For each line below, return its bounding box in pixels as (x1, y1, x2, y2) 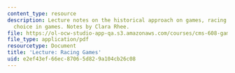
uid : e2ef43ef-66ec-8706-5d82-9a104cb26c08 (7, 56, 136, 63)
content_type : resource (7, 10, 77, 17)
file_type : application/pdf (7, 36, 90, 43)
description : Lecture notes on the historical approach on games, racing (7, 17, 227, 24)
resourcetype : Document (7, 42, 77, 49)
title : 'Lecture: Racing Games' (7, 49, 101, 56)
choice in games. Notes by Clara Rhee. (13, 23, 130, 30)
